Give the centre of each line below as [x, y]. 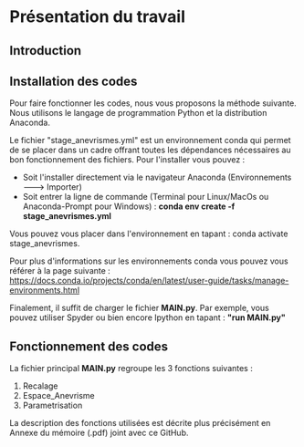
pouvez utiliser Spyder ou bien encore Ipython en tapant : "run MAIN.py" [147, 317]
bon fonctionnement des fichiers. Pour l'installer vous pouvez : [127, 160]
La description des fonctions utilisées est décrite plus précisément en [140, 423]
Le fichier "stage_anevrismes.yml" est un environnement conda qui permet [150, 140]
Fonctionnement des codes [89, 346]
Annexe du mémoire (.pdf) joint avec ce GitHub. [99, 433]
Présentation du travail [97, 17]
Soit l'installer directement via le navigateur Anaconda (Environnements [157, 177]
